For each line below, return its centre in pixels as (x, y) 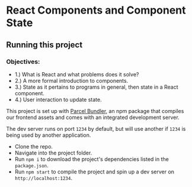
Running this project (44, 45)
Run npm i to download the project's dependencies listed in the (92, 159)
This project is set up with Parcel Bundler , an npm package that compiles (95, 111)
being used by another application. (49, 135)
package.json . (31, 165)
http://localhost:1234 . (44, 178)
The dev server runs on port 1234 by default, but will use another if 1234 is (96, 128)
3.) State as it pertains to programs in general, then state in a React (97, 87)
